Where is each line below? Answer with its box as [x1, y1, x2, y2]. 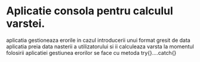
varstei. [6, 17, 45, 30]
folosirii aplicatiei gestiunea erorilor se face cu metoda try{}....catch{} [6, 49, 177, 56]
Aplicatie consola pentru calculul [6, 4, 173, 18]
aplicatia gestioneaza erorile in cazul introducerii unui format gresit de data [6, 36, 191, 44]
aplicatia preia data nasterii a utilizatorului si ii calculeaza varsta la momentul [6, 43, 194, 50]
